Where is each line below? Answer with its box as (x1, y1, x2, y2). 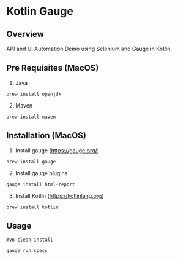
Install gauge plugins (15, 169, 68, 176)
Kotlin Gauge (6, 4, 73, 18)
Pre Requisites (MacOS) (6, 63, 99, 73)
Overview (6, 29, 45, 39)
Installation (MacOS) (6, 130, 87, 141)
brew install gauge (6, 159, 56, 165)
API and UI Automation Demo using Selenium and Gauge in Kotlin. (6, 45, 172, 52)
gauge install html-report (6, 181, 75, 187)
